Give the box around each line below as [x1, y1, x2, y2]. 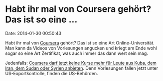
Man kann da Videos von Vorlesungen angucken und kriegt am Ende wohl [5, 45, 157, 51]
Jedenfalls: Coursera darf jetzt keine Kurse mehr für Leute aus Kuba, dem [5, 60, 157, 66]
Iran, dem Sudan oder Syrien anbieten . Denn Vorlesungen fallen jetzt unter [5, 65, 159, 71]
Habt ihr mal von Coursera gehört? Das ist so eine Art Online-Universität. [5, 40, 155, 45]
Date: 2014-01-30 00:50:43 [5, 30, 61, 36]
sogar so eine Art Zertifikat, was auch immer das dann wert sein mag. [5, 50, 149, 56]
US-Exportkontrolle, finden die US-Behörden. [5, 70, 98, 76]
